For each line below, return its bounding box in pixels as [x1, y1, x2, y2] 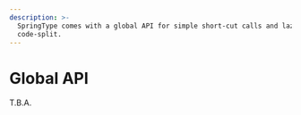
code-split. [17, 29, 63, 38]
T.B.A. [9, 97, 32, 108]
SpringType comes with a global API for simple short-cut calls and [17, 21, 279, 30]
